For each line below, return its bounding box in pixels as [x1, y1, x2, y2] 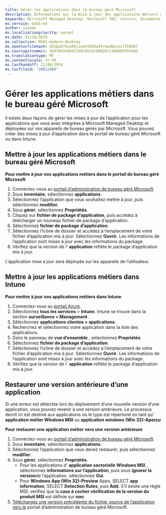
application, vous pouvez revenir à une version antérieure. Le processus [5, 406, 152, 412]
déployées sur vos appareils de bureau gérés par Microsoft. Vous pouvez [5, 125, 155, 131]
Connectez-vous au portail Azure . [12, 303, 82, 309]
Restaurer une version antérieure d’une [5, 380, 128, 389]
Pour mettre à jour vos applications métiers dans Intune [5, 293, 122, 299]
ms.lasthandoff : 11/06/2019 [5, 62, 63, 67]
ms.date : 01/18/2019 [5, 35, 48, 40]
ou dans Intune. [5, 136, 37, 142]
